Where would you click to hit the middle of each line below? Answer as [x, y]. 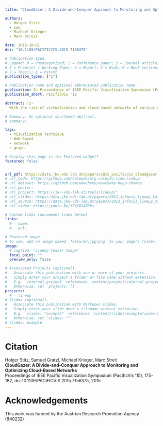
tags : [10, 130]
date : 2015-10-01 [23, 45]
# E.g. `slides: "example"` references [48, 314]
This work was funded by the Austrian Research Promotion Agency [72, 414]
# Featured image [23, 237]
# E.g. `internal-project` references [47, 282]
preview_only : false [30, 260]
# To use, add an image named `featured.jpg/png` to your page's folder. [81, 241]
